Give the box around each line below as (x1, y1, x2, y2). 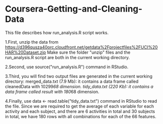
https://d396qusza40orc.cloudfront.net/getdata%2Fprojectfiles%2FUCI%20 (5, 44, 158, 50)
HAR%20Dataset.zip (5, 49, 46, 55)
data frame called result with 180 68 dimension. (5, 89, 99, 94)
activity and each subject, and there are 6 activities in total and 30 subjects (5, 108, 155, 114)
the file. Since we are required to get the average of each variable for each (5, 103, 154, 109)
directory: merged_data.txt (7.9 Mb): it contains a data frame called (5, 78, 139, 84)
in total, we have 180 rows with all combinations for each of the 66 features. (5, 113, 157, 119)
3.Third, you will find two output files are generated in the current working (5, 73, 153, 79)
